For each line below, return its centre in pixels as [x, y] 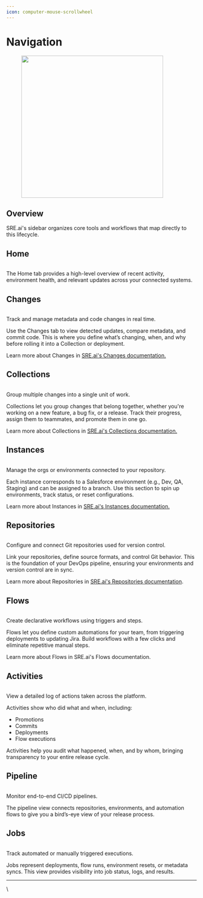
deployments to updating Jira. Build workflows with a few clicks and [91, 639]
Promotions [29, 720]
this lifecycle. [23, 235]
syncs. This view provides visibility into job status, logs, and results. [91, 871]
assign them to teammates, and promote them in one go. [77, 419]
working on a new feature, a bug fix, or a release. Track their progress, [94, 413]
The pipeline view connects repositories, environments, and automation [95, 808]
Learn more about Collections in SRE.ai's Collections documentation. [92, 431]
